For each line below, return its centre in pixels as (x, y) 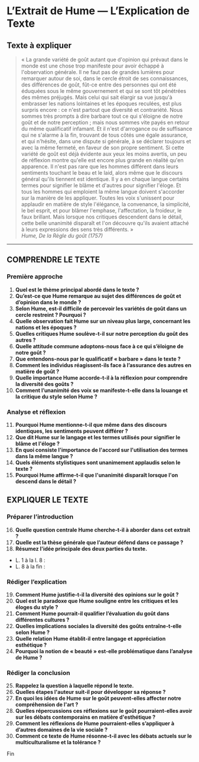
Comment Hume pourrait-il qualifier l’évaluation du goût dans (92, 613)
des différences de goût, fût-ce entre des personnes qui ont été (99, 85)
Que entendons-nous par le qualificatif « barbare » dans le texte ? (98, 359)
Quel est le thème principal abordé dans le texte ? (77, 290)
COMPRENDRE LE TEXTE (53, 260)
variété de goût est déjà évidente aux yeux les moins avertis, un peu (104, 154)
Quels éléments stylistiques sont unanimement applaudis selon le (98, 462)
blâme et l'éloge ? (37, 443)
